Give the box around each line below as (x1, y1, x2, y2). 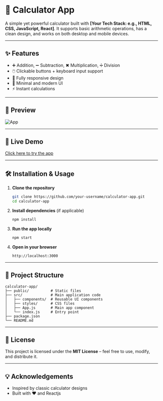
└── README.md (5, 318, 34, 323)
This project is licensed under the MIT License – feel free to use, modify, (5, 349, 150, 354)
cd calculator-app (12, 199, 49, 204)
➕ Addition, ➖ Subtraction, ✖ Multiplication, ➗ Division (12, 62, 120, 68)
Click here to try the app (5, 150, 53, 156)
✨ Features (5, 50, 39, 58)
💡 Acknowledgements (5, 372, 74, 381)
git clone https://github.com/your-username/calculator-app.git (12, 194, 145, 200)
